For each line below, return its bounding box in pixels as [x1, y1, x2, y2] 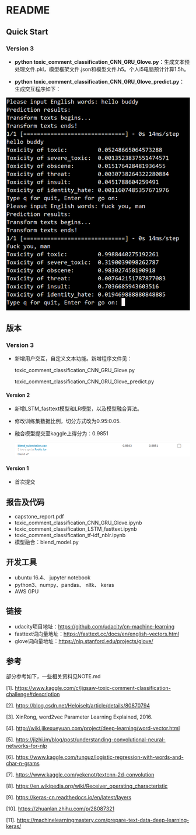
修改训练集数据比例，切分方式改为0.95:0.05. [14, 418, 121, 425]
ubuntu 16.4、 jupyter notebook [14, 574, 91, 581]
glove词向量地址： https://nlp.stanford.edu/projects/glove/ [14, 637, 153, 644]
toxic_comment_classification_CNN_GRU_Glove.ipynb [14, 519, 142, 526]
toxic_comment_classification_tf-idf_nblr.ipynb [14, 531, 126, 538]
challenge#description [6, 691, 60, 698]
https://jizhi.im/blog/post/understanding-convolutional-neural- [15, 736, 166, 743]
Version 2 [6, 391, 30, 398]
